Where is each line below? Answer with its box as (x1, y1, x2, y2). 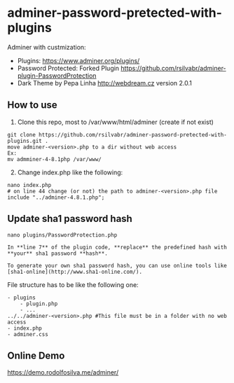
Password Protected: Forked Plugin (17, 64, 120, 72)
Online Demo (7, 349, 65, 361)
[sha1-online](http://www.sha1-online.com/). (7, 268, 142, 275)
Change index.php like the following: (17, 168, 123, 176)
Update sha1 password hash (7, 213, 133, 225)
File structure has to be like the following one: (7, 280, 139, 288)
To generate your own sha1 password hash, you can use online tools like (7, 262, 228, 269)
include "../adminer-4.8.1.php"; (7, 194, 105, 201)
